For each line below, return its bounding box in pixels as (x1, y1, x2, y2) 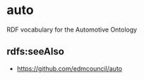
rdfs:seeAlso (6, 46, 65, 58)
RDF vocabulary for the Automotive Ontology (6, 25, 138, 34)
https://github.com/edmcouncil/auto (16, 64, 123, 72)
